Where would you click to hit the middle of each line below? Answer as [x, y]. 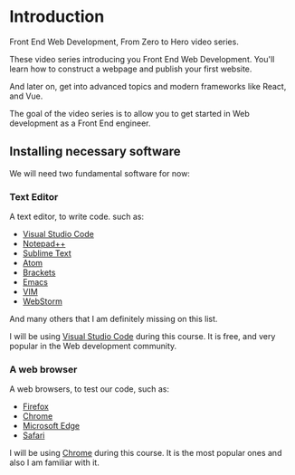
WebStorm [43, 301]
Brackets [39, 272]
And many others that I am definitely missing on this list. [114, 319]
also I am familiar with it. [54, 462]
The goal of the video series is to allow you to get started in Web [130, 113]
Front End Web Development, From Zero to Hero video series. [124, 42]
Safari [33, 435]
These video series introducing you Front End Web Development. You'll [142, 59]
